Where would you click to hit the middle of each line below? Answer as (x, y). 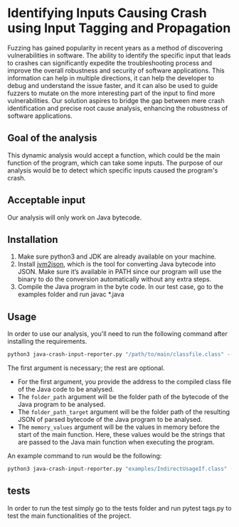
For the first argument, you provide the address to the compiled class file (124, 382)
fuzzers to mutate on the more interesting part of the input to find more (111, 93)
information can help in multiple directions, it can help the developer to (111, 78)
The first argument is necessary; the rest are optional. (86, 368)
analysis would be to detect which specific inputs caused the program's (113, 170)
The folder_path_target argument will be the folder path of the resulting (123, 412)
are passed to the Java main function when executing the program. (116, 442)
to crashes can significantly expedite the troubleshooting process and (110, 63)
